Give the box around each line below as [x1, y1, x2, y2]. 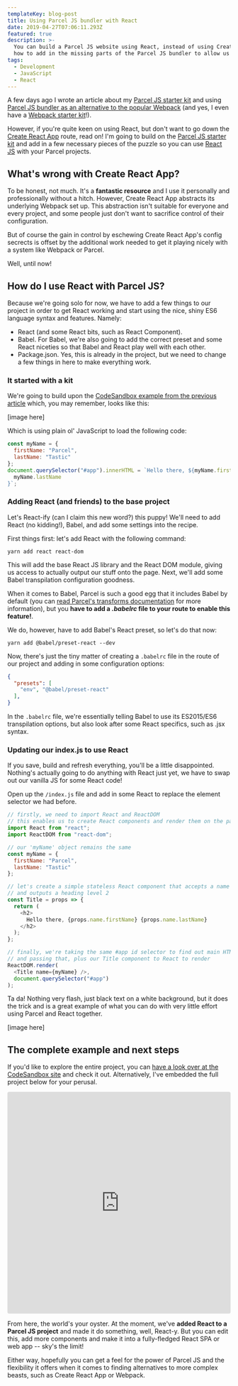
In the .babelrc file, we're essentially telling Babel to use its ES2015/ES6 [7, 713, 217, 721]
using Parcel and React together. [7, 1009, 103, 1018]
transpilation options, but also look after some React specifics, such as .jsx [7, 720, 225, 728]
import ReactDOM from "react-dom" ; [7, 831, 113, 838]
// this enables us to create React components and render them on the [7, 818, 223, 825]
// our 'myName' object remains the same [7, 844, 132, 851]
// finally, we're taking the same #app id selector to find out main [7, 949, 220, 956]
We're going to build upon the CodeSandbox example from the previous [7, 392, 217, 400]
